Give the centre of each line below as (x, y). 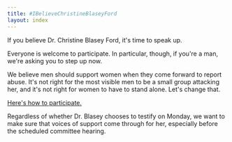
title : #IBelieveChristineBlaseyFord (62, 14)
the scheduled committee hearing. (57, 131)
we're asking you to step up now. (55, 61)
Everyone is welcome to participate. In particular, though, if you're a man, (113, 54)
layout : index (28, 20)
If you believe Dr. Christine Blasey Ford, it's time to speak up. (95, 40)
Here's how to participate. (45, 102)
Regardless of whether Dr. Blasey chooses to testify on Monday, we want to (116, 116)
